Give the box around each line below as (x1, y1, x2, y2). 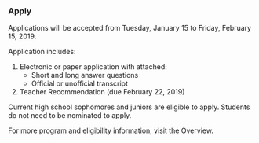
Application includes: (8, 47, 76, 57)
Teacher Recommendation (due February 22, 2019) (19, 87, 185, 97)
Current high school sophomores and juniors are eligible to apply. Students (8, 102, 250, 112)
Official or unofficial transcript (31, 79, 128, 88)
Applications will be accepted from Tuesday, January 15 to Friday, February (8, 24, 252, 33)
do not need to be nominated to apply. (8, 111, 132, 120)
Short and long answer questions (31, 71, 139, 80)
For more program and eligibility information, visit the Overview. (8, 126, 214, 135)
